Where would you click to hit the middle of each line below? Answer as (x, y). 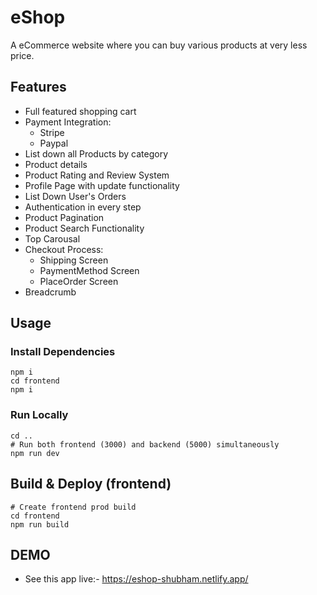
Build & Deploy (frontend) (91, 484)
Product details (56, 164)
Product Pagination (64, 217)
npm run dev (35, 453)
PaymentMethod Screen (89, 270)
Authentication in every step (83, 207)
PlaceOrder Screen (79, 281)
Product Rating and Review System (97, 175)
